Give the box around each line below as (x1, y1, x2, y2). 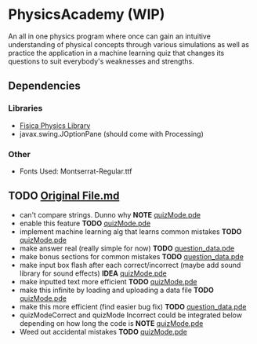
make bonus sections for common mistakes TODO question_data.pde (19, 251, 244, 261)
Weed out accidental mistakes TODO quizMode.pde (19, 327, 188, 336)
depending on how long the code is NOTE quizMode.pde (19, 318, 204, 328)
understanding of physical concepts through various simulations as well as (8, 39, 249, 49)
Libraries (8, 103, 43, 114)
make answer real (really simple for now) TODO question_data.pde (19, 243, 235, 253)
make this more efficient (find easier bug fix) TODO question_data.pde (19, 302, 247, 311)
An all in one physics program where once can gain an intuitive (8, 31, 212, 41)
